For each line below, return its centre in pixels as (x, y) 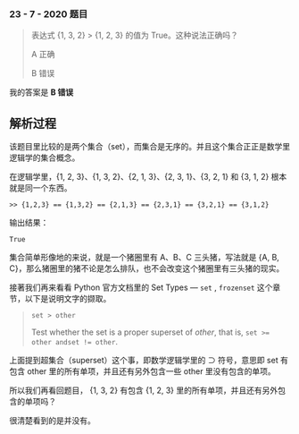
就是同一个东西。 (41, 188)
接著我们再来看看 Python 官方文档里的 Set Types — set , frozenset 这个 (141, 287)
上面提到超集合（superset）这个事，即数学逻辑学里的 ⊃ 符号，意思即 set (144, 361)
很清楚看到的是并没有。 (52, 421)
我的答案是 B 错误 (42, 92)
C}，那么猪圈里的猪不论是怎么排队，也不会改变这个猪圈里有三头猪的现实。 (147, 268)
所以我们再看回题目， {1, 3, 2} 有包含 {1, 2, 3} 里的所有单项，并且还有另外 (144, 390)
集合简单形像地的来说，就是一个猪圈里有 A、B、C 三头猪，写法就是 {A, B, (144, 258)
